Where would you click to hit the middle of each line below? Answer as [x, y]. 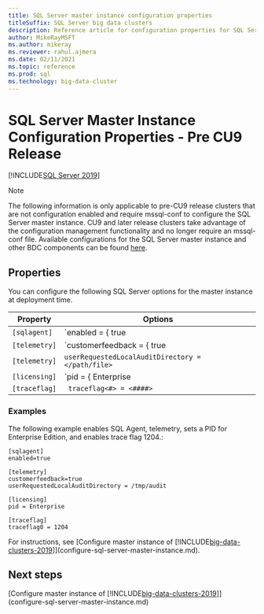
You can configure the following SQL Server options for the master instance [130, 291]
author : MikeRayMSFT [42, 37]
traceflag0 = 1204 [38, 527]
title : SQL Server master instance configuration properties [110, 15]
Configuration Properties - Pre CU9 [125, 137]
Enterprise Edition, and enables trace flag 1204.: [86, 437]
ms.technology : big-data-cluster [63, 81]
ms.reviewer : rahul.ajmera [52, 52]
